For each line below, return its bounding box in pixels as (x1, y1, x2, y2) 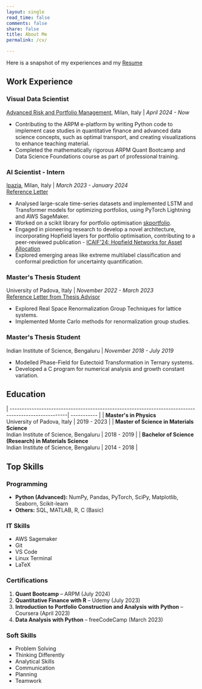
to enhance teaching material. (15, 140, 90, 147)
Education (6, 389, 46, 399)
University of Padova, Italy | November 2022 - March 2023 (6, 287, 153, 294)
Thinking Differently (15, 651, 65, 659)
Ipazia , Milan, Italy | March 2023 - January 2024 (6, 182, 129, 189)
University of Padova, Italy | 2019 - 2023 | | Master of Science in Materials (6, 418, 194, 426)
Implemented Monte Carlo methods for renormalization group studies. (15, 318, 190, 325)
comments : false (6, 20, 47, 26)
